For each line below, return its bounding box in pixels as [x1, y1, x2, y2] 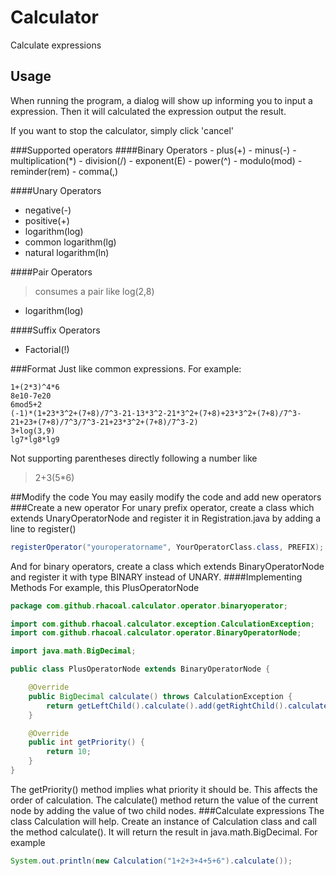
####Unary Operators [10, 184, 102, 196]
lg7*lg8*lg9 [10, 434, 60, 445]
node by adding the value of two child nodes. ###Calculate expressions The [10, 804, 325, 816]
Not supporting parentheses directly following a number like [10, 452, 258, 464]
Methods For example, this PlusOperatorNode [10, 581, 200, 593]
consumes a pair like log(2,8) [34, 285, 155, 297]
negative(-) [24, 204, 72, 216]
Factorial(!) [24, 343, 70, 355]
